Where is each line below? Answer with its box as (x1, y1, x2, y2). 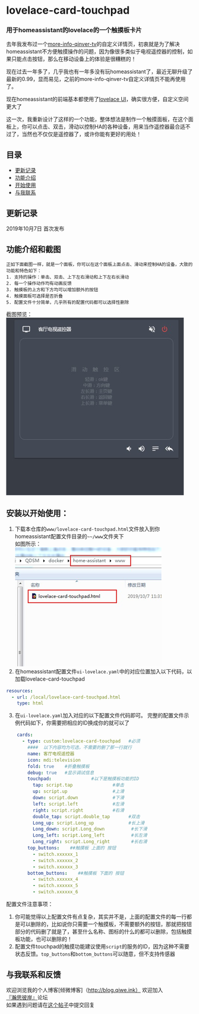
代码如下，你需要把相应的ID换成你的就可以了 (20, 719, 129, 726)
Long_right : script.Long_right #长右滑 (32, 839, 147, 845)
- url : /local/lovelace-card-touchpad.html (11, 694, 121, 700)
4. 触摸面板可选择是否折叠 (6, 293, 64, 299)
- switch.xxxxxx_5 (32, 882, 78, 889)
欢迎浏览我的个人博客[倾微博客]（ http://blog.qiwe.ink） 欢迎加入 (6, 986, 163, 993)
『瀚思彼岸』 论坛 (6, 994, 48, 1001)
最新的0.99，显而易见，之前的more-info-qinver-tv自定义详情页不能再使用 (6, 76, 186, 83)
